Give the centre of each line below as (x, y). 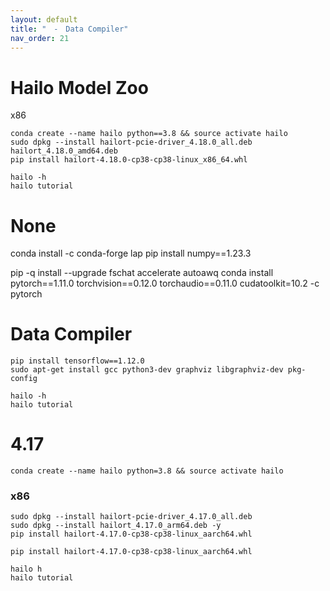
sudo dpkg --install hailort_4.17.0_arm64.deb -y (116, 526)
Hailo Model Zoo (79, 87)
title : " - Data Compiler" (69, 29)
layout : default (44, 19)
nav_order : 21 (40, 38)
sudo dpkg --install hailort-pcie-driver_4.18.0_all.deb (131, 142)
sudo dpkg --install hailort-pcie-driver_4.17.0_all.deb (131, 517)
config (24, 379)
